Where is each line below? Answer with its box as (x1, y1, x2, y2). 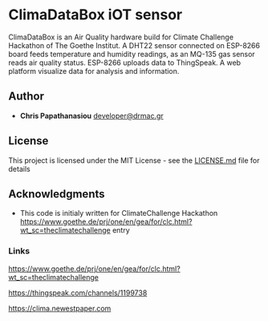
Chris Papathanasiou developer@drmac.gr (19, 111, 164, 120)
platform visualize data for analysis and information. (8, 66, 180, 75)
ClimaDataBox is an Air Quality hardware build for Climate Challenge (8, 32, 234, 42)
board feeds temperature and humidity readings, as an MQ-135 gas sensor (8, 49, 255, 59)
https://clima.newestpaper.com (8, 303, 112, 313)
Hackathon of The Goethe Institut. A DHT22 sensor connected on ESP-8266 (8, 40, 261, 50)
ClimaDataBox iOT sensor (8, 6, 183, 24)
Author (8, 90, 44, 104)
